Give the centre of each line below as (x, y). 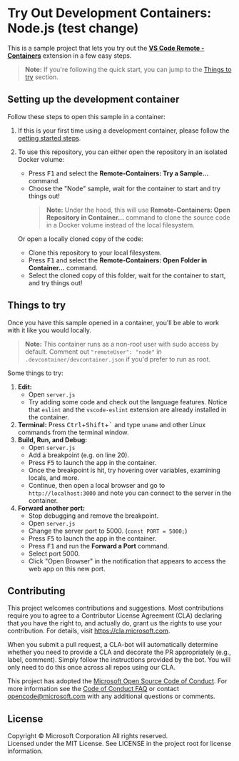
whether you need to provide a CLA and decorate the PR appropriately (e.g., (119, 652)
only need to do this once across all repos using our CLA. (92, 668)
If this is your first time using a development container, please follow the (123, 131)
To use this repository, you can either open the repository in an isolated (122, 152)
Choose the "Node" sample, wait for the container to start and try (124, 188)
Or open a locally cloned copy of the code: (81, 239)
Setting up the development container (93, 99)
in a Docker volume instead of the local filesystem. (120, 225)
